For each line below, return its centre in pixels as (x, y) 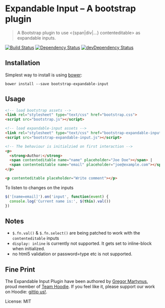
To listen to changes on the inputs (39, 187)
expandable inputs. (37, 38)
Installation (23, 63)
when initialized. (28, 249)
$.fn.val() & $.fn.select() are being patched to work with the (76, 233)
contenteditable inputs (36, 238)
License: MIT (18, 302)
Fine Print (20, 269)
